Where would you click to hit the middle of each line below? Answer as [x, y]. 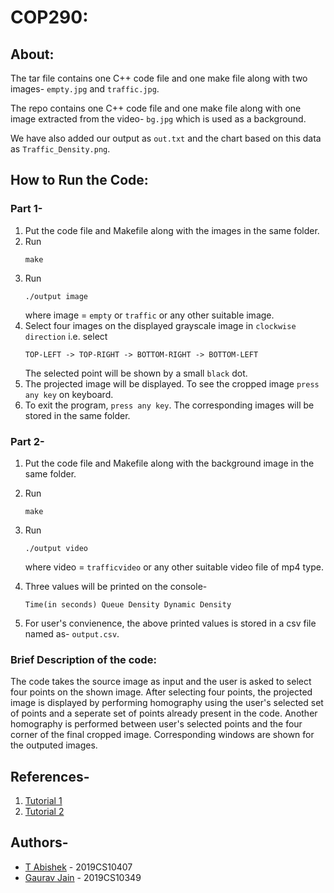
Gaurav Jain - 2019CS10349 [83, 877]
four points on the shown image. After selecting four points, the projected [161, 692]
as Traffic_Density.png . [60, 149]
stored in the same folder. [77, 415]
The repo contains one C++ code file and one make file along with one [156, 108]
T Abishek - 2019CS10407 [78, 867]
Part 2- [27, 441]
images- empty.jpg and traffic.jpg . [85, 89]
